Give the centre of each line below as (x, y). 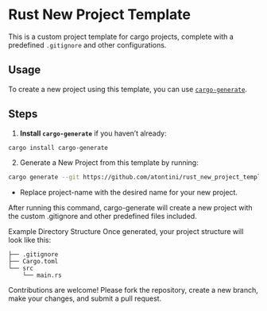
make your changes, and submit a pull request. (85, 298)
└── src (21, 269)
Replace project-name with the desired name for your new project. (129, 193)
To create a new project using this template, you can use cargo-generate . (128, 89)
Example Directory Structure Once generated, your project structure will (126, 232)
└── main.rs (42, 275)
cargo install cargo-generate (58, 148)
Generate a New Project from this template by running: (109, 163)
